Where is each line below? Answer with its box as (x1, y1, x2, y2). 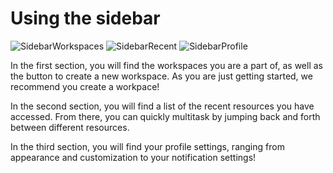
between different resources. (10, 121, 130, 133)
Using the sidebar (10, 7, 161, 30)
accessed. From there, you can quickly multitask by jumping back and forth (10, 110, 321, 122)
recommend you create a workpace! (10, 80, 160, 92)
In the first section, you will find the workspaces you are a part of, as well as (10, 59, 323, 71)
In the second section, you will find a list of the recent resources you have (10, 100, 315, 112)
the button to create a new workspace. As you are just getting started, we (10, 70, 313, 82)
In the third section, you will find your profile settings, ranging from (10, 140, 285, 152)
